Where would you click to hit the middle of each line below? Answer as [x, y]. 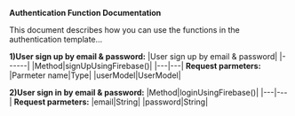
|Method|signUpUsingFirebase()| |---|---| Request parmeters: [146, 66]
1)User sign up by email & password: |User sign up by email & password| [144, 56]
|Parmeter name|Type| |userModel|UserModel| [95, 75]
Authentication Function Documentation [85, 13]
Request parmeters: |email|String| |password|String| [111, 102]
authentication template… [56, 39]
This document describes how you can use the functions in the [124, 30]
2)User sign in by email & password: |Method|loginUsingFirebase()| [134, 93]
